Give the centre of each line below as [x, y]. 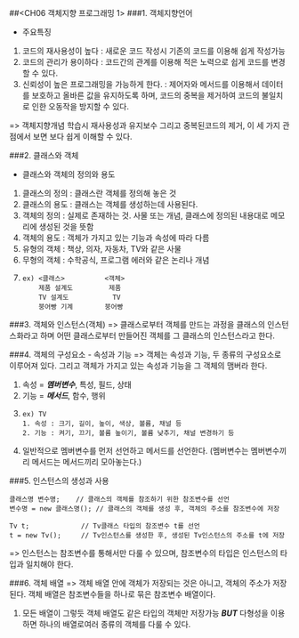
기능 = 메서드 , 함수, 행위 [64, 396]
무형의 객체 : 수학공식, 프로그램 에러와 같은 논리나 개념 [116, 260]
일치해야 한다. [49, 564]
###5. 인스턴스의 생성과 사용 [59, 481]
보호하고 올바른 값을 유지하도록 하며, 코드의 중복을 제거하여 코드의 [145, 95]
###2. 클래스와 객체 [44, 155]
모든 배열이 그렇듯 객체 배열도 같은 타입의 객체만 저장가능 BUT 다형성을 [145, 613]
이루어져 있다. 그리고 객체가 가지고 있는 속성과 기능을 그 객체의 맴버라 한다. [138, 366]
